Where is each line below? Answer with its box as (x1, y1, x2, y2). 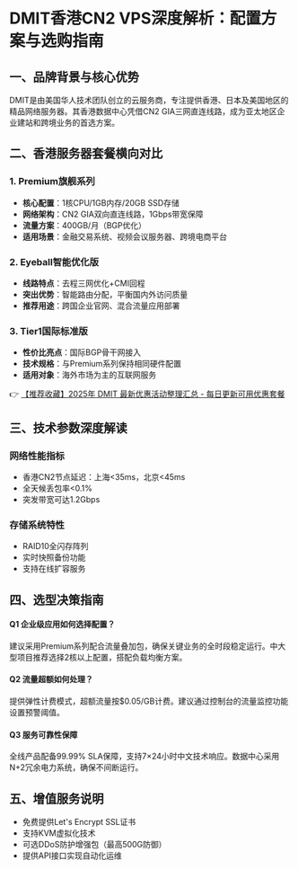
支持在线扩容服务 (22, 563, 86, 574)
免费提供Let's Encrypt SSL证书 (22, 817, 136, 828)
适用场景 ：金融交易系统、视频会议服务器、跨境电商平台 (22, 231, 227, 242)
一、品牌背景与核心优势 (9, 69, 139, 84)
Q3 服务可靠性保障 (9, 729, 78, 740)
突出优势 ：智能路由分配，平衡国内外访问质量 (22, 288, 188, 299)
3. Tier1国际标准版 (9, 324, 88, 337)
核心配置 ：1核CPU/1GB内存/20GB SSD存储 (22, 197, 180, 208)
